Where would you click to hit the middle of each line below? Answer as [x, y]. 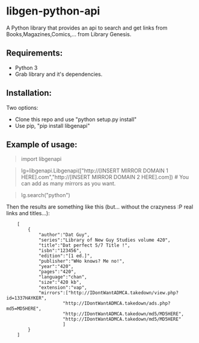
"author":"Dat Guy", [64, 235]
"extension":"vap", [63, 288]
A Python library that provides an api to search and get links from [87, 28]
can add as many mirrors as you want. [68, 184]
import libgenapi [41, 159]
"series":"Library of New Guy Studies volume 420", [104, 240]
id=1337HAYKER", [26, 298]
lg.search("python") [45, 195]
